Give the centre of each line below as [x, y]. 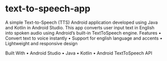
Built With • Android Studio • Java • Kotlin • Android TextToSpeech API [79, 53]
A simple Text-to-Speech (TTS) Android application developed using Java [81, 22]
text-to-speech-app [48, 9]
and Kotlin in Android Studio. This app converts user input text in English [80, 27]
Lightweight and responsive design [41, 43]
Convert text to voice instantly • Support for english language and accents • [84, 38]
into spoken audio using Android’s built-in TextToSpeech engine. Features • [83, 33]
